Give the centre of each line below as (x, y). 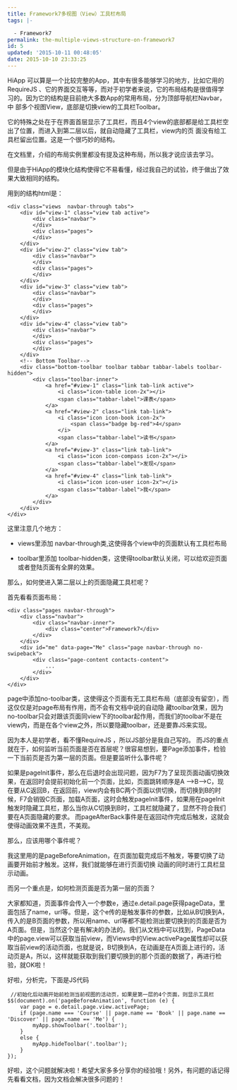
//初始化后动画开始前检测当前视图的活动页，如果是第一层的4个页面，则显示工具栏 (112, 994)
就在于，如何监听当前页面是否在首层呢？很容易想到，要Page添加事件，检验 (117, 749)
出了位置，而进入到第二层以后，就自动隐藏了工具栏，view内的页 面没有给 (114, 131)
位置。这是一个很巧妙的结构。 (75, 139)
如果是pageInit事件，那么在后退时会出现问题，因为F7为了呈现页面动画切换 (115, 773)
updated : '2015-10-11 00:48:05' (55, 53)
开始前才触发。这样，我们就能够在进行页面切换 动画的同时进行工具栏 (119, 864)
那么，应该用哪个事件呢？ (44, 840)
